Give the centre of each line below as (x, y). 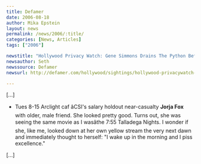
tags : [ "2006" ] (25, 45)
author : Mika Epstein (33, 23)
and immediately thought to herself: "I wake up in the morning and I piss (103, 137)
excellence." (30, 144)
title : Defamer (25, 12)
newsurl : (17, 72)
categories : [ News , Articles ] (44, 40)
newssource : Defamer (32, 67)
